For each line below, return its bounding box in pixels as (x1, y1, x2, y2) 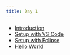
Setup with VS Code (14, 30, 64, 38)
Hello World (14, 43, 44, 50)
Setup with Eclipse (14, 36, 60, 43)
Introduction (14, 24, 45, 31)
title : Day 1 (6, 8, 38, 14)
